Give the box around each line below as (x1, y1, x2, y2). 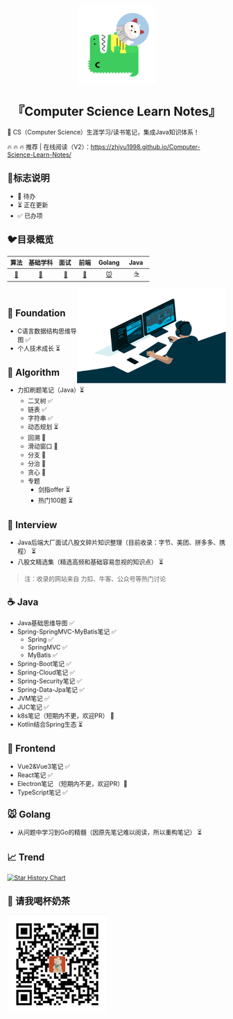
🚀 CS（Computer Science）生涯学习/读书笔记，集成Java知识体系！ (7, 128, 200, 136)
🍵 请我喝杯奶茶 (7, 895, 71, 907)
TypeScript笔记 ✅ (17, 788, 68, 796)
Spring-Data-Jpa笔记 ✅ (17, 686, 85, 694)
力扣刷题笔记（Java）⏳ (17, 386, 85, 394)
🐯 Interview (7, 519, 58, 531)
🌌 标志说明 (7, 172, 50, 184)
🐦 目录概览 (7, 234, 54, 245)
